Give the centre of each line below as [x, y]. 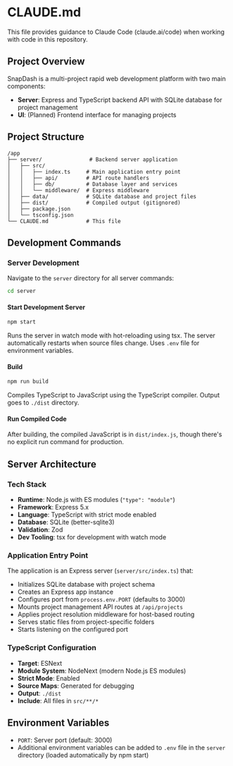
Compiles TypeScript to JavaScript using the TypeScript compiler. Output [114, 395]
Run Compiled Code [37, 419]
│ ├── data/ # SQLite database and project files [102, 196]
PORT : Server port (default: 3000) [65, 740]
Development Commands [64, 243]
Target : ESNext [40, 663]
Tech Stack [27, 484]
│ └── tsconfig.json [40, 215]
